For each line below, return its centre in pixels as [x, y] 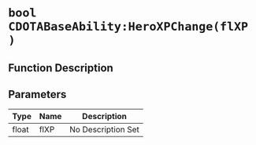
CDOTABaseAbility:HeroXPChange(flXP [128, 27]
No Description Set [105, 129]
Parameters [37, 94]
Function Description [61, 68]
